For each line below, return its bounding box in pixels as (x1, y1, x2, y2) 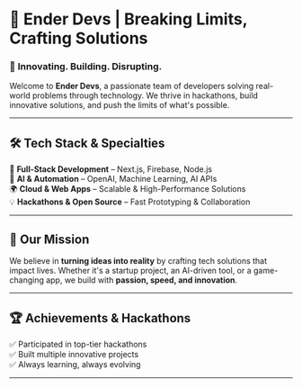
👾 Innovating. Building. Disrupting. (9, 60, 163, 73)
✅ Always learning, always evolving (9, 358, 141, 369)
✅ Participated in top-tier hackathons (9, 338, 147, 349)
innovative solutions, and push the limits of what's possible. (9, 100, 230, 111)
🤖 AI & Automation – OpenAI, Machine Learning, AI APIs (9, 174, 218, 185)
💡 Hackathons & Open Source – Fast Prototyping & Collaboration (9, 196, 251, 207)
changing (9, 275, 45, 285)
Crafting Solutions (9, 28, 148, 49)
